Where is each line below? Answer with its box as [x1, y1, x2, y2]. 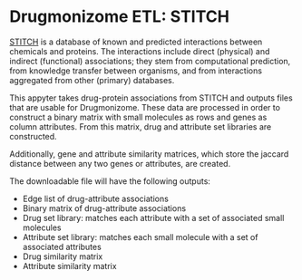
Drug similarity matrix [22, 251, 103, 262]
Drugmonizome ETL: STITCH [9, 6, 229, 27]
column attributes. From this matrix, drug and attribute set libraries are [9, 121, 272, 132]
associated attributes [22, 241, 102, 252]
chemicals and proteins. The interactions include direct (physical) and [9, 45, 270, 56]
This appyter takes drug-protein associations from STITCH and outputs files [9, 92, 293, 103]
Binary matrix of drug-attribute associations [22, 202, 187, 214]
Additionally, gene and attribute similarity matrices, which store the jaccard [9, 148, 289, 159]
